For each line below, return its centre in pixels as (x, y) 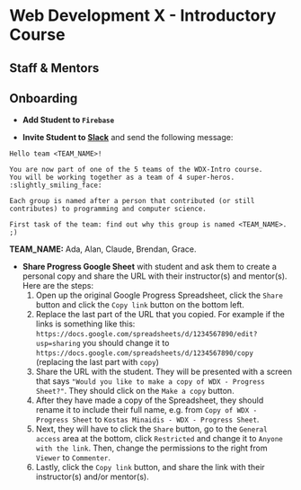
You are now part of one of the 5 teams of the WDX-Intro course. (136, 170)
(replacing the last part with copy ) (97, 362)
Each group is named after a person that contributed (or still (132, 201)
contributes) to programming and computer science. (108, 209)
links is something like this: (85, 324)
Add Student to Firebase (68, 120)
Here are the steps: (58, 286)
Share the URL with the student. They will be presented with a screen (164, 372)
